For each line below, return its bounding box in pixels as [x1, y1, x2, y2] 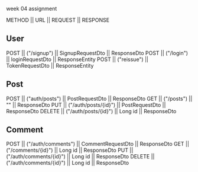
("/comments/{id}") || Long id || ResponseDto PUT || [6, 146, 134, 154]
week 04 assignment [6, 5, 57, 12]
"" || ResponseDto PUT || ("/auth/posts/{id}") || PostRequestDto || [6, 101, 166, 109]
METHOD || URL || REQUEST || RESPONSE [6, 17, 110, 23]
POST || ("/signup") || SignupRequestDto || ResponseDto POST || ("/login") [6, 49, 188, 56]
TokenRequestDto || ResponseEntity [6, 62, 94, 69]
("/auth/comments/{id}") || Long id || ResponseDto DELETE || [6, 153, 155, 160]
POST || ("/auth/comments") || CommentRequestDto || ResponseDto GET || [6, 141, 189, 148]
